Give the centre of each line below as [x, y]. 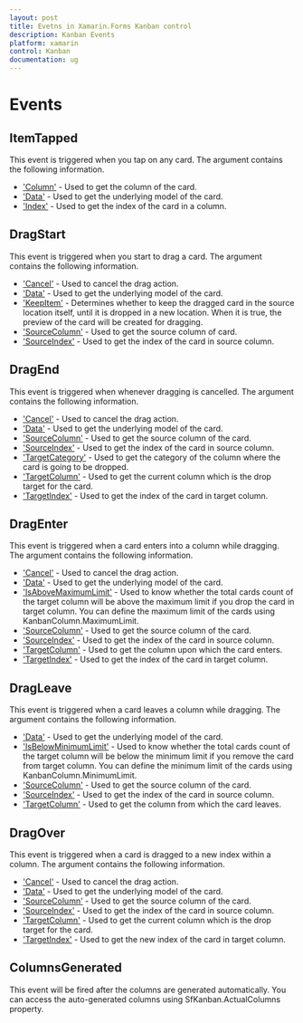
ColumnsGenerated [66, 968]
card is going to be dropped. [76, 466]
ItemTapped [44, 138]
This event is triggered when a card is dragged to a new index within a [140, 855]
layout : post [34, 18]
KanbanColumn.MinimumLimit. [80, 776]
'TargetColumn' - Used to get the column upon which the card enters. [152, 650]
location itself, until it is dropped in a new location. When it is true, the [152, 312]
